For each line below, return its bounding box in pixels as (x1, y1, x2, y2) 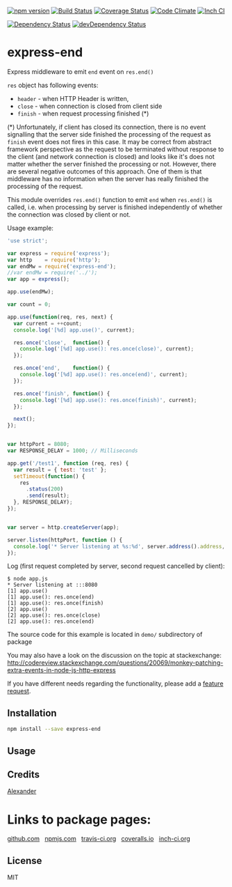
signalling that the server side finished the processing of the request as (7, 130, 211, 139)
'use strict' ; (7, 237, 49, 244)
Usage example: (7, 224, 54, 232)
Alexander (7, 787, 37, 796)
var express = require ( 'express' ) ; (7, 249, 110, 257)
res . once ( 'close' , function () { (13, 339, 110, 346)
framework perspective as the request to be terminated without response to (7, 145, 224, 153)
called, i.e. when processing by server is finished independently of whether (7, 203, 223, 211)
